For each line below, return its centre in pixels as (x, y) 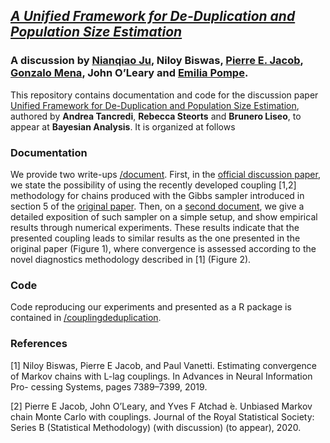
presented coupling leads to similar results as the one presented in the (155, 238)
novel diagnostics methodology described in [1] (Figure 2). (131, 259)
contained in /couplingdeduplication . (86, 318)
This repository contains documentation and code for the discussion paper (164, 95)
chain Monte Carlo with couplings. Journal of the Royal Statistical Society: (162, 416)
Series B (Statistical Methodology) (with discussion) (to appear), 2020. (156, 427)
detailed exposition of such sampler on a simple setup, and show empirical (164, 216)
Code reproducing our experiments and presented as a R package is (151, 307)
